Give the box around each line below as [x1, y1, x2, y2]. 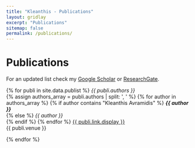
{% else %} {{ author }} [6, 112, 63, 119]
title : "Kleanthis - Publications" [6, 8, 94, 15]
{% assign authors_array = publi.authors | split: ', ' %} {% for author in [6, 93, 176, 100]
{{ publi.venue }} [6, 124, 47, 131]
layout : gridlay [6, 14, 46, 20]
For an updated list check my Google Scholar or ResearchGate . [6, 75, 160, 83]
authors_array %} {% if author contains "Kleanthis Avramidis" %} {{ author [6, 100, 189, 107]
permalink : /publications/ [6, 31, 73, 37]
